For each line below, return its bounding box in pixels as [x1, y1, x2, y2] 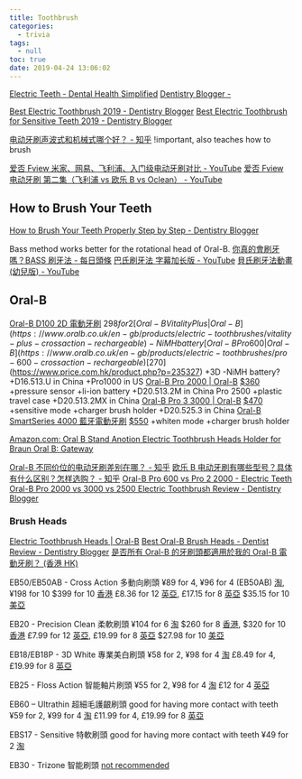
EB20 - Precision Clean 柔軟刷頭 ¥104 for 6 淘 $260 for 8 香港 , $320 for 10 [9, 618, 286, 629]
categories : [9, 22, 54, 31]
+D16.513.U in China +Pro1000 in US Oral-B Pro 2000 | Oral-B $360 [9, 376, 261, 386]
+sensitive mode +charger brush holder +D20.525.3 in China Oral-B [9, 404, 261, 415]
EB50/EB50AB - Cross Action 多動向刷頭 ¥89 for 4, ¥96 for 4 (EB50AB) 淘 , [9, 577, 286, 588]
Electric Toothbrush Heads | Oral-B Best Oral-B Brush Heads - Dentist [9, 535, 270, 546]
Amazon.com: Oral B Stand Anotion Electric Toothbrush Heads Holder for [9, 433, 281, 444]
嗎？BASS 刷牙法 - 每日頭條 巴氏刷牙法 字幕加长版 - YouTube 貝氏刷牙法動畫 [9, 255, 293, 265]
